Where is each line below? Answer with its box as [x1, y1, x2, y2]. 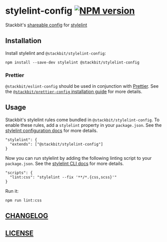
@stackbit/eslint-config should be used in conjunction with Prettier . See [5, 83, 159, 89]
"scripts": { [5, 170, 33, 175]
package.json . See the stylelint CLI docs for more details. [5, 160, 124, 166]
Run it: [5, 188, 19, 194]
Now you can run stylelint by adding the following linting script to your [5, 155, 152, 161]
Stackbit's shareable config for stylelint [5, 22, 87, 28]
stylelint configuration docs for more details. [5, 127, 98, 133]
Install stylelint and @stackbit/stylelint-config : [5, 50, 106, 56]
